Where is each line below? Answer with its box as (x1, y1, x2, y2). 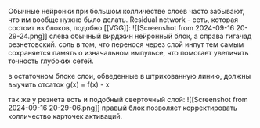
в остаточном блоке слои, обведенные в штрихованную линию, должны (8, 72, 251, 80)
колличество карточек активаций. (8, 112, 123, 120)
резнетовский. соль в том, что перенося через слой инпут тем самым (8, 40, 244, 49)
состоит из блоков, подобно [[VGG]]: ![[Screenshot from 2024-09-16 (8, 23, 235, 32)
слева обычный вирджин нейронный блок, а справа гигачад (49, 31, 252, 41)
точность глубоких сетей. (8, 56, 94, 66)
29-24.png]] (8, 31, 48, 41)
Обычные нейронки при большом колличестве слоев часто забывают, (8, 7, 245, 16)
